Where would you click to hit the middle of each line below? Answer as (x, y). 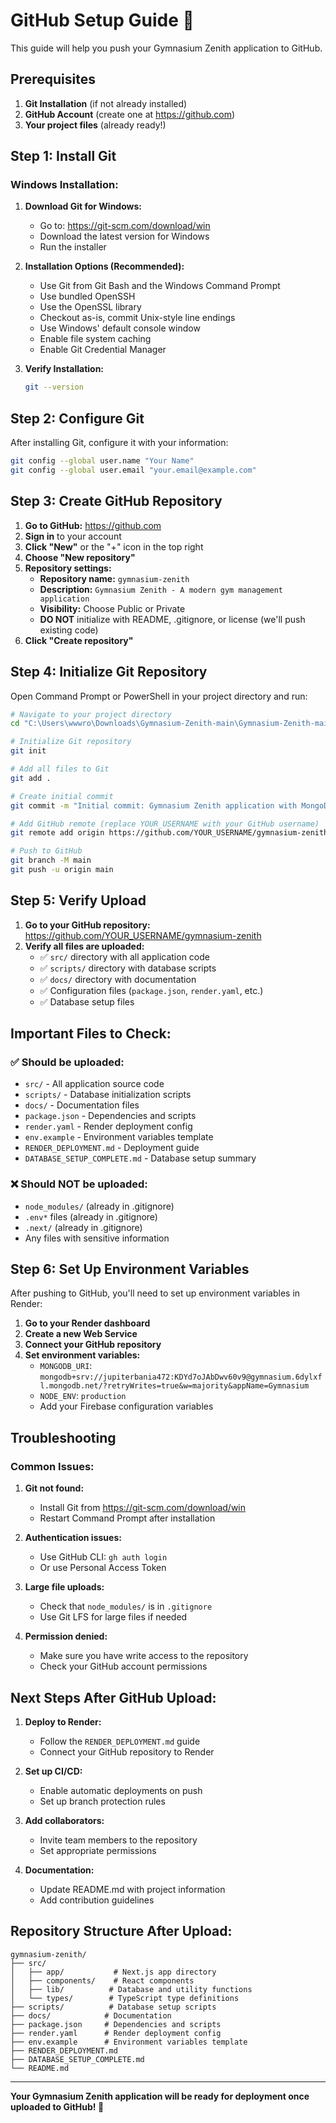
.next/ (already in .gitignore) (83, 1227)
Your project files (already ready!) (95, 125)
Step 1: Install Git (63, 156)
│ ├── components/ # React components (102, 1980)
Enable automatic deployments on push (121, 1790)
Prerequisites (53, 79)
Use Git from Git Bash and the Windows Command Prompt (160, 286)
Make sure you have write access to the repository (144, 1656)
